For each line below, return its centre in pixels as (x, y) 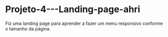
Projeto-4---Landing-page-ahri (73, 9)
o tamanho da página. (28, 28)
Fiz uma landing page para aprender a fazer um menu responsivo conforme (84, 23)
